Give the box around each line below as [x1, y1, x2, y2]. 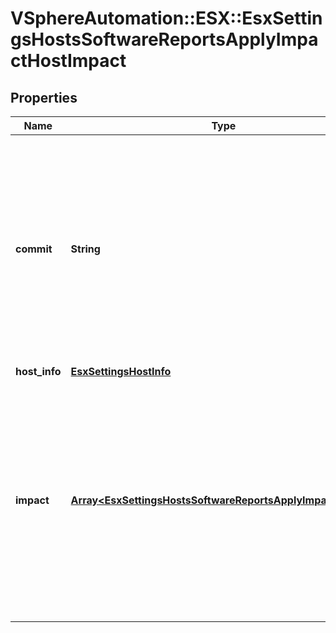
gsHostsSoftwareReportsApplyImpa [10, 28, 319, 51]
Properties [10, 89, 78, 106]
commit [15, 242, 53, 256]
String [70, 242, 101, 256]
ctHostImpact [10, 50, 127, 72]
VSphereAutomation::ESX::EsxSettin [10, 7, 323, 30]
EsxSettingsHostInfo [70, 365, 172, 378]
